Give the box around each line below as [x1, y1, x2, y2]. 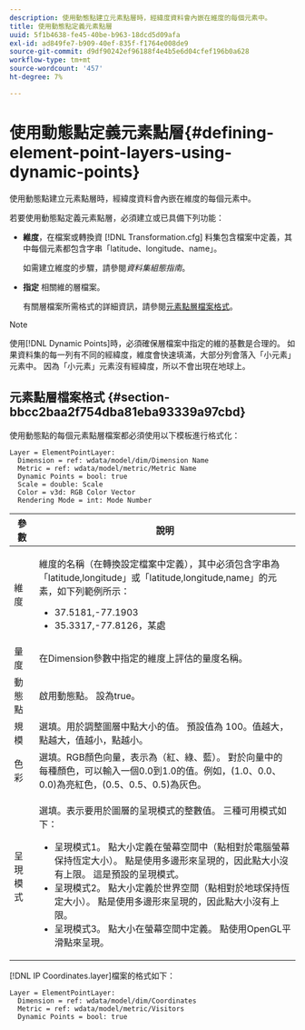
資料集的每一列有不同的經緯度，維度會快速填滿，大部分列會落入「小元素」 [16, 349, 296, 360]
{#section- [107, 390, 171, 405]
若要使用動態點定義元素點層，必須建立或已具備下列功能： [9, 212, 224, 223]
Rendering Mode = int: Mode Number [17, 495, 152, 505]
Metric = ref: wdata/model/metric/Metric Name [17, 464, 197, 473]
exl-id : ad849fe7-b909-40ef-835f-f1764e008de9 [9, 38, 189, 48]
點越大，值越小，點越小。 [39, 734, 149, 746]
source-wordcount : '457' [9, 65, 103, 74]
